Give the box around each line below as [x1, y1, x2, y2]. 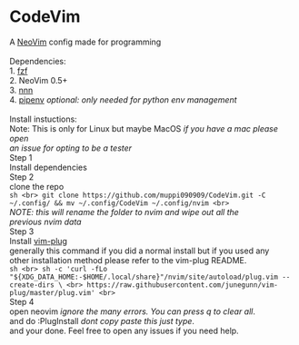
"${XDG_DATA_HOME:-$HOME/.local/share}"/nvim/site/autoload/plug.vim [9, 272, 279, 281]
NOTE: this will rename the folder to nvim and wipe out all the [9, 206, 239, 217]
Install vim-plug [9, 235, 68, 246]
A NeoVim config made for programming [9, 36, 162, 47]
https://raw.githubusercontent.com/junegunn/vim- [86, 280, 279, 290]
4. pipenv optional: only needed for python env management [9, 94, 238, 105]
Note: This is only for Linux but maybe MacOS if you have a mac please [9, 123, 279, 133]
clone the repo [9, 181, 65, 192]
